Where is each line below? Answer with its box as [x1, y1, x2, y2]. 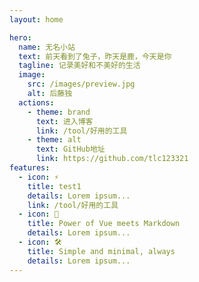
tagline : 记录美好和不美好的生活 [18, 61, 141, 71]
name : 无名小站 [18, 42, 76, 52]
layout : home [9, 14, 64, 25]
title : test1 [27, 181, 82, 191]
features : [9, 163, 51, 173]
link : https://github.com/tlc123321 [35, 154, 189, 164]
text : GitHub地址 [35, 144, 106, 155]
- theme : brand [27, 107, 91, 117]
